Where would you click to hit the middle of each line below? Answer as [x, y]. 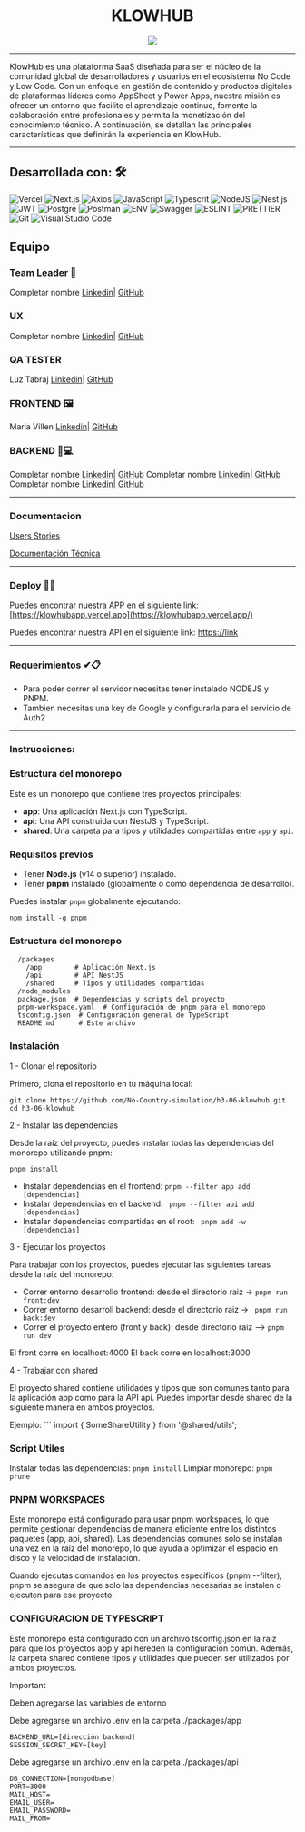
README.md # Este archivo [77, 1023]
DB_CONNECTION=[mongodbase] [63, 1778]
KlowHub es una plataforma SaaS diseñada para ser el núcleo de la [135, 66]
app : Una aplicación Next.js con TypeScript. [105, 811]
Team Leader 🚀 [43, 273]
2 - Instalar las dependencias [64, 1125]
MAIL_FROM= [30, 1818]
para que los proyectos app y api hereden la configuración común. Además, [151, 1648]
